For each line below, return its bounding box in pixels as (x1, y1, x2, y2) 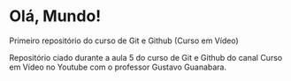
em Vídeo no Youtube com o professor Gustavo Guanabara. (9, 62, 227, 72)
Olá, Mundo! (9, 6, 102, 26)
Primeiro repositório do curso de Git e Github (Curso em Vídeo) (9, 35, 239, 46)
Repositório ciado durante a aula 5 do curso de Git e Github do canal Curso (9, 52, 283, 63)
